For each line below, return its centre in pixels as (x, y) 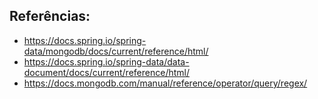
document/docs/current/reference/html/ (106, 72)
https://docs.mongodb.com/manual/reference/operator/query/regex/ (165, 83)
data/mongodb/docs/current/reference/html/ (116, 51)
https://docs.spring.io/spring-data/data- (106, 61)
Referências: (50, 16)
